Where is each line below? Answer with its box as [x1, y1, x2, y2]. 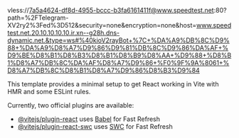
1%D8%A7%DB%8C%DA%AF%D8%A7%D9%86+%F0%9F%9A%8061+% [7, 59, 230, 67]
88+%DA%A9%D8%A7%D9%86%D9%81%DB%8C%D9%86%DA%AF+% [7, 44, 229, 52]
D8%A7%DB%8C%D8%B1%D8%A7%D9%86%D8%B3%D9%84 [7, 67, 201, 74]
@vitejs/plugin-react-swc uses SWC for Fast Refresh [17, 122, 173, 130]
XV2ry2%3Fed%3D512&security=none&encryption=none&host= [7, 21, 197, 29]
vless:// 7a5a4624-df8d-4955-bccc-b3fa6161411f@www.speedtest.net [7, 6, 215, 14]
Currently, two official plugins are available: [7, 101, 134, 109]
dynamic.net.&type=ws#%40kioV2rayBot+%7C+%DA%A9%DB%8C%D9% [7, 36, 230, 45]
